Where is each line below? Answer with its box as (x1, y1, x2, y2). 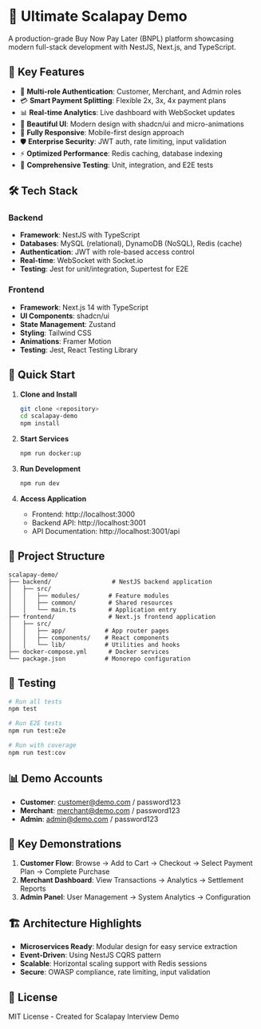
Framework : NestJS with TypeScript (19, 230, 140, 240)
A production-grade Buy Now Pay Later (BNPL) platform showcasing (8, 34, 234, 43)
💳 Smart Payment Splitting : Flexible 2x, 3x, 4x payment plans (19, 95, 227, 105)
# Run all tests (8, 697, 62, 706)
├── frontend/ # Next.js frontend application (8, 612, 216, 620)
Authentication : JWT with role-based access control (19, 247, 195, 257)
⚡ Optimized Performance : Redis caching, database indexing (19, 148, 223, 158)
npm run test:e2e (8, 727, 66, 735)
